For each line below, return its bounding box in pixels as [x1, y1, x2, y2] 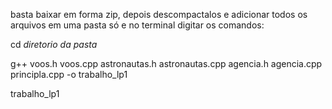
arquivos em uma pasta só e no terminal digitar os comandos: [10, 19, 265, 31]
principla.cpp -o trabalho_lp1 [10, 69, 128, 80]
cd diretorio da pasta [10, 39, 98, 50]
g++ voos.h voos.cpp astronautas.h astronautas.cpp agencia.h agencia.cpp [10, 58, 323, 69]
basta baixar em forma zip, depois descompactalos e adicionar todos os [10, 9, 308, 20]
